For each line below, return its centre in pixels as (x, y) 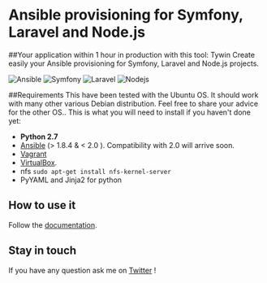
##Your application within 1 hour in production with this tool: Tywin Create (132, 54)
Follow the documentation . (53, 224)
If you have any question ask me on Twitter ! (82, 270)
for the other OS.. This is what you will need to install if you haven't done (130, 112)
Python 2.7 (39, 137)
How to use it (42, 205)
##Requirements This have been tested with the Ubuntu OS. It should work (133, 94)
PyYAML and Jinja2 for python (71, 180)
